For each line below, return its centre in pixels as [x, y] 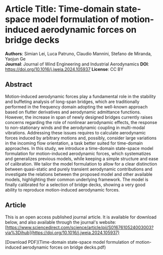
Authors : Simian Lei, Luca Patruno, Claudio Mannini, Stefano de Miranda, [79, 53]
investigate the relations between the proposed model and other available [79, 174]
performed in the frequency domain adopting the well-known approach [76, 106]
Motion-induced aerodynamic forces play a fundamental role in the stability [81, 96]
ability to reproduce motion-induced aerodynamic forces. [63, 190]
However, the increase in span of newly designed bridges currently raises [79, 117]
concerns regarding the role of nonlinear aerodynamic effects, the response [81, 122]
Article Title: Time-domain [60, 9]
